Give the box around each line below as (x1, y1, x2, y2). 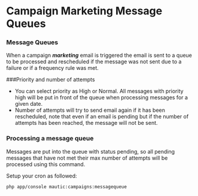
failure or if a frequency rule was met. (6, 65, 99, 72)
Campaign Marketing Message (6, 4, 163, 18)
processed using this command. (6, 160, 86, 168)
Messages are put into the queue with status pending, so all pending (6, 148, 175, 155)
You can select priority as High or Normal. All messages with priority (14, 88, 184, 95)
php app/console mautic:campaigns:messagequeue (6, 183, 127, 189)
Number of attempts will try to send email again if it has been (14, 106, 166, 114)
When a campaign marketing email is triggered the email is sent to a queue (6, 52, 193, 59)
